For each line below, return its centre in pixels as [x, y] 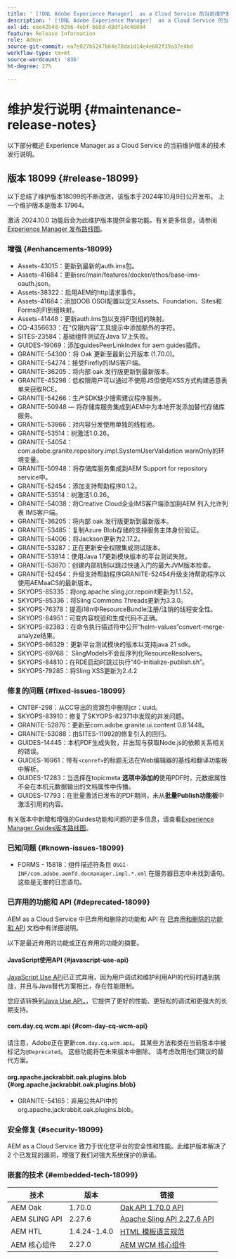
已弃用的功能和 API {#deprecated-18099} [79, 902]
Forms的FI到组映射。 [48, 310]
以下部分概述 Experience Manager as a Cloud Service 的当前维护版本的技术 [117, 145]
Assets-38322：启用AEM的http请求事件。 [78, 292]
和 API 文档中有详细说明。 [45, 927]
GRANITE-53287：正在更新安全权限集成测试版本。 [91, 547]
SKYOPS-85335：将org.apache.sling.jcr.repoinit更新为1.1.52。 [107, 591]
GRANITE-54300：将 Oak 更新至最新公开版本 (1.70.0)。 [98, 353]
